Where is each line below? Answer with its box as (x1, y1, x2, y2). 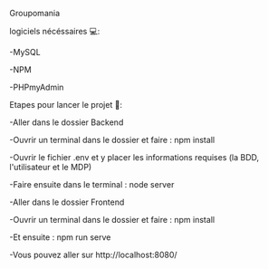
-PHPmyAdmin (9, 82, 64, 92)
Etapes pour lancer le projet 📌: (9, 100, 123, 110)
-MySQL (9, 47, 41, 57)
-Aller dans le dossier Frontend (9, 197, 125, 207)
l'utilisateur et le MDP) (9, 162, 92, 172)
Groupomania (9, 8, 61, 18)
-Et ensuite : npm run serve (9, 232, 111, 243)
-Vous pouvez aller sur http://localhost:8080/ (9, 249, 178, 260)
